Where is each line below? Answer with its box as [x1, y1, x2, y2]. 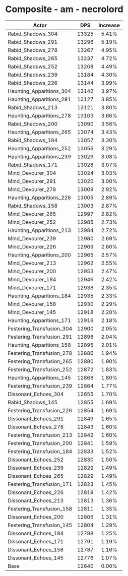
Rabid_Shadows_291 [8, 38, 58, 45]
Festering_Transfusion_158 [8, 505, 73, 512]
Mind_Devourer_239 [8, 235, 56, 242]
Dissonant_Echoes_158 [8, 546, 64, 553]
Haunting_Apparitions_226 [8, 194, 72, 201]
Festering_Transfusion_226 [8, 407, 73, 414]
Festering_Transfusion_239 [8, 382, 73, 389]
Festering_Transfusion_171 [8, 480, 73, 487]
